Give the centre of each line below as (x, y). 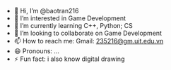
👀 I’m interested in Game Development (70, 18)
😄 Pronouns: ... (37, 51)
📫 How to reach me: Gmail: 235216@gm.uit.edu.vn (89, 41)
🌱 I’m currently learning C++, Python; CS (73, 26)
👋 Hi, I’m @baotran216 (46, 11)
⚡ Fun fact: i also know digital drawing (69, 59)
